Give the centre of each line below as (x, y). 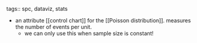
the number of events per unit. (54, 27)
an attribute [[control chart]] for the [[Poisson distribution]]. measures (103, 20)
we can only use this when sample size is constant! (89, 33)
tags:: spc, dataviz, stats (37, 9)
